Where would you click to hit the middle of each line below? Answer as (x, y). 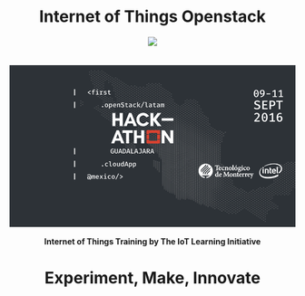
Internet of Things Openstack (152, 17)
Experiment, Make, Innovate (152, 278)
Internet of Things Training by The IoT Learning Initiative (152, 242)
